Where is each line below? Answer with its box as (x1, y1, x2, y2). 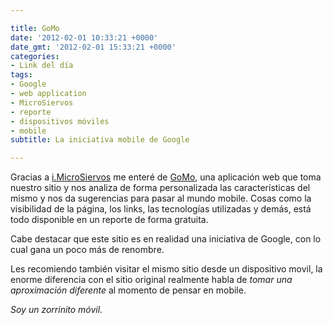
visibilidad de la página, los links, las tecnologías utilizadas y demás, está (10, 203, 312, 215)
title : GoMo (10, 23, 60, 33)
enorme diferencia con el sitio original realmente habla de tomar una (10, 274, 293, 286)
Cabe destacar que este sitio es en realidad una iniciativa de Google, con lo (10, 233, 322, 245)
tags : (10, 70, 33, 80)
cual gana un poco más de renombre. (10, 244, 165, 256)
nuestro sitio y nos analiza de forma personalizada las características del (10, 182, 311, 194)
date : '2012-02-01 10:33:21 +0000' (10, 32, 159, 43)
